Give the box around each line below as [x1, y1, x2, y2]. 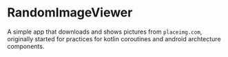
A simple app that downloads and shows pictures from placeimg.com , [7, 27, 203, 36]
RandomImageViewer [7, 5, 133, 21]
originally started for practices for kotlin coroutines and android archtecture [7, 34, 222, 43]
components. [7, 42, 45, 50]
